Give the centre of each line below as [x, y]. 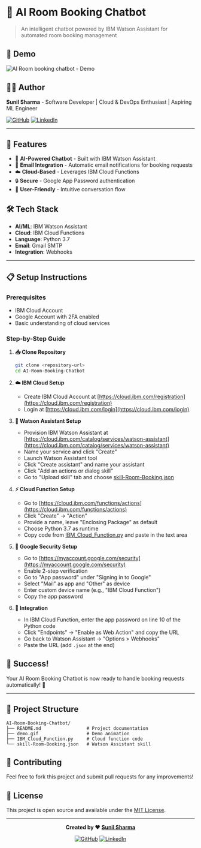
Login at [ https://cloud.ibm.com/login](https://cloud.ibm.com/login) [106, 409]
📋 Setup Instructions [47, 277]
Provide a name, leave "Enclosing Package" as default [91, 522]
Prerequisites [26, 297]
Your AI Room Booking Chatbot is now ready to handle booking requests [95, 678]
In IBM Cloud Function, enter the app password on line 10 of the [102, 620]
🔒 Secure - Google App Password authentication [75, 181]
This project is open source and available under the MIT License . [86, 810]
